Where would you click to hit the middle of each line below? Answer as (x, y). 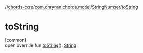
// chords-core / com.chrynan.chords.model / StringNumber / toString (72, 7)
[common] (15, 40)
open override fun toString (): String (41, 45)
